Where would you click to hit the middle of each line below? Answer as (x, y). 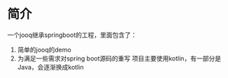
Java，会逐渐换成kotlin (50, 67)
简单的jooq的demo (44, 49)
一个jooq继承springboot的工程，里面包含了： (72, 35)
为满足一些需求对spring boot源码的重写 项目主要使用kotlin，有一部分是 (119, 58)
